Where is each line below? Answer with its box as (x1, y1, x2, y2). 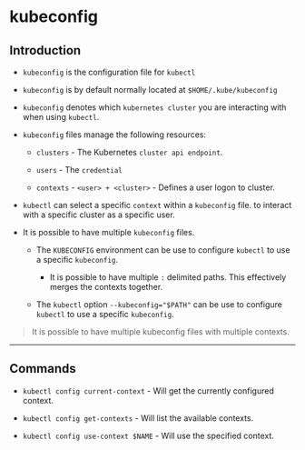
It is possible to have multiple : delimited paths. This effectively (49, 272, 287, 283)
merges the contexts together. (49, 282, 163, 292)
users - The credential (35, 165, 123, 175)
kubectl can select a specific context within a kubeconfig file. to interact (22, 200, 292, 210)
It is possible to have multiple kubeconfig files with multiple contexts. (31, 326, 290, 337)
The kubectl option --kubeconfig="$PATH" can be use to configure (35, 299, 283, 310)
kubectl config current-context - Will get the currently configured (22, 385, 274, 396)
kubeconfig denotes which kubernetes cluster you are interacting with (22, 102, 287, 113)
